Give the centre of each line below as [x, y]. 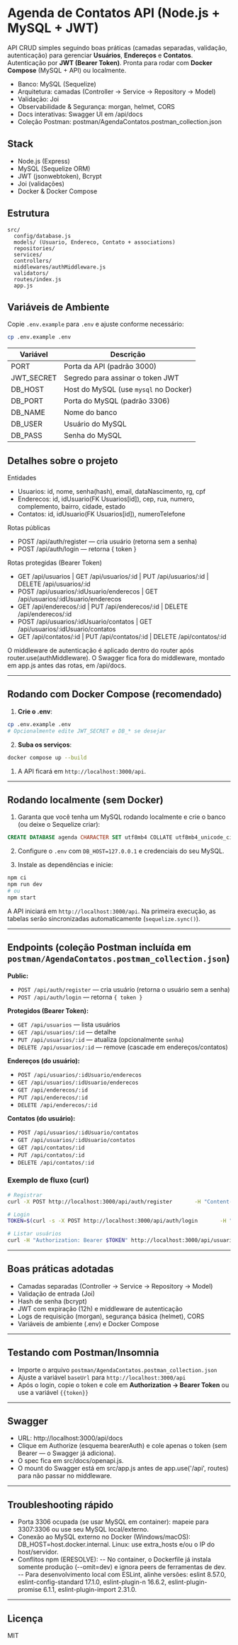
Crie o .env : [35, 711]
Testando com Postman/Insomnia [83, 1353]
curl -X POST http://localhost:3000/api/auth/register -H [104, 1202]
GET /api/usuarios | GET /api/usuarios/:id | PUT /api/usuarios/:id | [113, 577]
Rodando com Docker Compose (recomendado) [115, 695]
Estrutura [29, 214]
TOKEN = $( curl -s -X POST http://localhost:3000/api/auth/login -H [117, 1221]
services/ [28, 254]
